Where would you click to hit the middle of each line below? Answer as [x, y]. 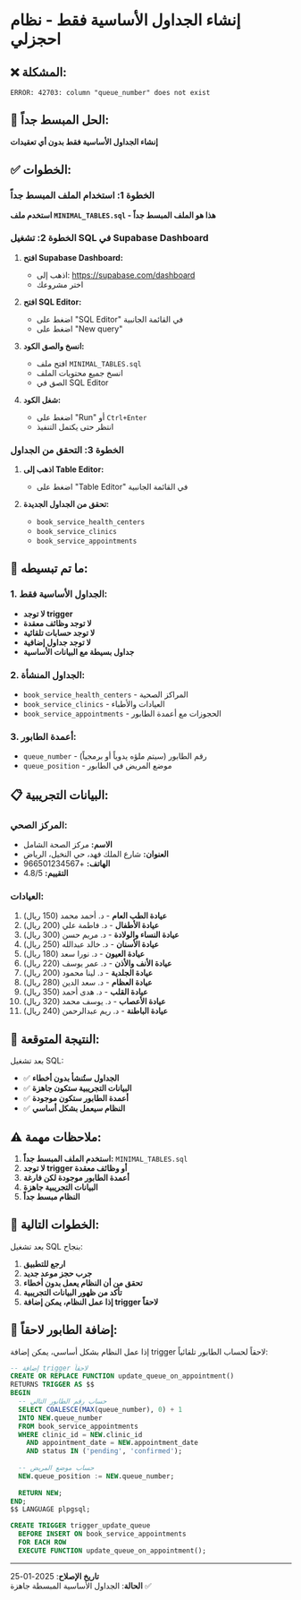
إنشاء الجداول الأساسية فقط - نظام [125, 20]
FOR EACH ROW [42, 1543]
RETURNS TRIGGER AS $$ [52, 1385]
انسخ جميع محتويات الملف [79, 373]
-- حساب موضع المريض [56, 1468]
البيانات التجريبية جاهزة [60, 1187]
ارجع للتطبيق [44, 1263]
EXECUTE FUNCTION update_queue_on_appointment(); [112, 1551]
